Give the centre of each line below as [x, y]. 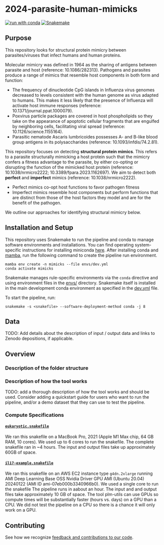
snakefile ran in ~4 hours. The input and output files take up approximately [80, 447]
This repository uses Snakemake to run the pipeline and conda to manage [80, 240]
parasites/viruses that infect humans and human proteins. [63, 55]
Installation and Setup [39, 228]
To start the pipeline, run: [30, 298]
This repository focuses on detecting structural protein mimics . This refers [81, 151]
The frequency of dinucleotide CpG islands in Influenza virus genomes [83, 90]
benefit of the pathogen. [37, 203]
